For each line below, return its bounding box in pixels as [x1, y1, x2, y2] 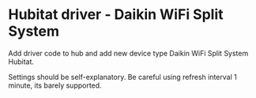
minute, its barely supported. [8, 81, 102, 90]
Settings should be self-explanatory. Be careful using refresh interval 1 [8, 72, 237, 81]
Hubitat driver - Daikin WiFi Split [8, 6, 224, 24]
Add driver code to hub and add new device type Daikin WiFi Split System [8, 48, 249, 58]
